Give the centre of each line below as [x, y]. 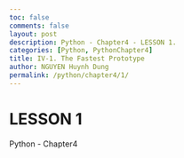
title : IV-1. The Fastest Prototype [77, 59]
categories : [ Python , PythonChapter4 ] [81, 51]
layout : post [33, 34]
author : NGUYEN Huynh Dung [59, 67]
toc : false [29, 17]
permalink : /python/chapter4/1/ [69, 75]
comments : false [39, 26]
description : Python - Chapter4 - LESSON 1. [93, 42]
